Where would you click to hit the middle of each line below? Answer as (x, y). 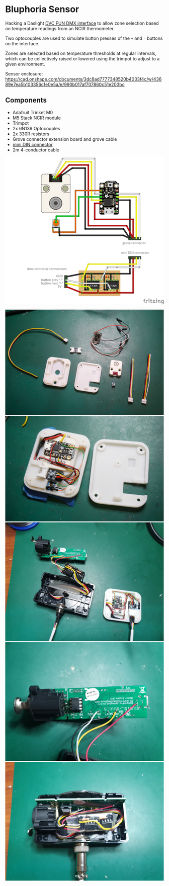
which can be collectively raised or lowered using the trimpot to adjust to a (82, 58)
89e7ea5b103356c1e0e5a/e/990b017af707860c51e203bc (65, 84)
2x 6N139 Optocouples (36, 128)
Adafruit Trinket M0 (33, 112)
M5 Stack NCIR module (37, 118)
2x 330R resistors (31, 134)
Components (26, 100)
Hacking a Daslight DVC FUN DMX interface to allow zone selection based (82, 23)
